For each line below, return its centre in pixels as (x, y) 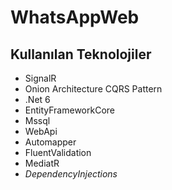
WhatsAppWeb (75, 17)
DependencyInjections (71, 174)
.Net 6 (37, 99)
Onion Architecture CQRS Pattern (93, 89)
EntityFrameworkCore (69, 110)
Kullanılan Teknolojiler (81, 54)
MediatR (42, 163)
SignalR (40, 78)
